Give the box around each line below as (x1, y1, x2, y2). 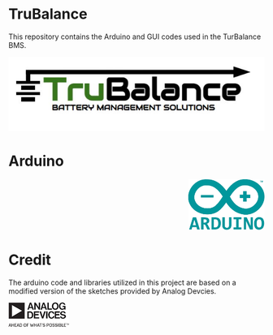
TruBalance (8, 5, 88, 24)
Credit (8, 251, 51, 269)
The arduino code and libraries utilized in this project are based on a (8, 277, 237, 287)
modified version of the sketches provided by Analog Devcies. (8, 286, 217, 296)
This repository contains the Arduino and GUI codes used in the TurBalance (8, 32, 262, 41)
